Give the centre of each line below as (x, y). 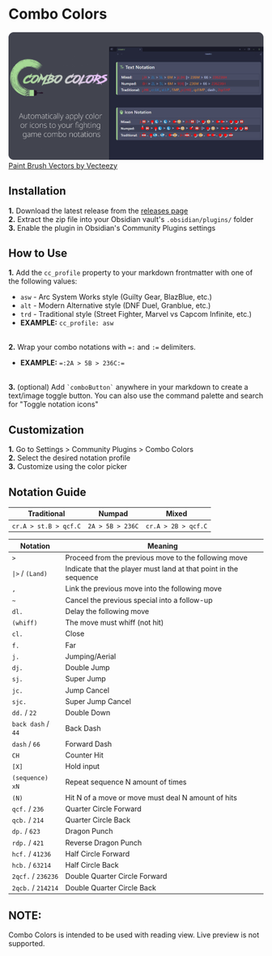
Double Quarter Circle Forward (116, 877)
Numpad (113, 514)
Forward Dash (89, 744)
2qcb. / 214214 (35, 887)
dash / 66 (26, 744)
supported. (27, 943)
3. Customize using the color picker (68, 467)
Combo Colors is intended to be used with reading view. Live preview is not (134, 935)
